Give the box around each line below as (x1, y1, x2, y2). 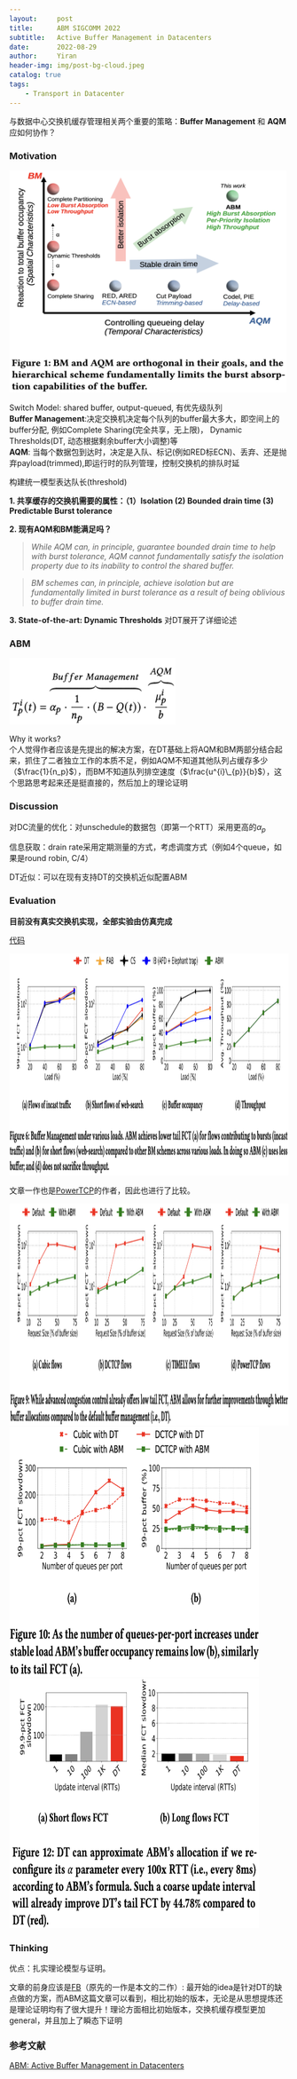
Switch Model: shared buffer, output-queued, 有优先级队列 (9, 402, 223, 413)
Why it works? (9, 733, 61, 745)
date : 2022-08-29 (9, 43, 98, 51)
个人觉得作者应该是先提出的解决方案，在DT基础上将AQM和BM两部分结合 (9, 744, 276, 755)
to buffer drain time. (30, 596, 105, 607)
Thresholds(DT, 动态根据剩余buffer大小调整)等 (9, 435, 179, 446)
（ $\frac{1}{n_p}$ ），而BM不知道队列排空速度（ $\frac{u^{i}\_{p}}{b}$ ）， (9, 766, 275, 777)
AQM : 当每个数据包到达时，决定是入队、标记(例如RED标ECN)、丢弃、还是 (9, 447, 279, 457)
